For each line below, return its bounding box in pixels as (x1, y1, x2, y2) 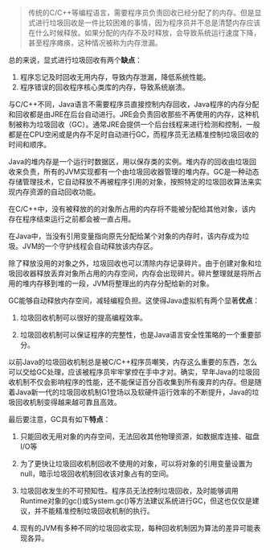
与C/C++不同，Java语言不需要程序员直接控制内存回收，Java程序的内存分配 (8, 100, 260, 109)
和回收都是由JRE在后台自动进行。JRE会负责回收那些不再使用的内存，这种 (8, 110, 252, 119)
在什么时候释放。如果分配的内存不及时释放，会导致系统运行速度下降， (27, 28, 261, 37)
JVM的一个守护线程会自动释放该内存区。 (22, 242, 158, 250)
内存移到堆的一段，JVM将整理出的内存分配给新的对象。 (29, 279, 215, 288)
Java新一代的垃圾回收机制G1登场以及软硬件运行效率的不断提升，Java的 (14, 387, 252, 397)
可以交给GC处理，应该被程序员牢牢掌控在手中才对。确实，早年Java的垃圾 (8, 367, 253, 377)
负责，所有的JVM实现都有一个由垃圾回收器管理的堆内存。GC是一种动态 (22, 167, 260, 176)
